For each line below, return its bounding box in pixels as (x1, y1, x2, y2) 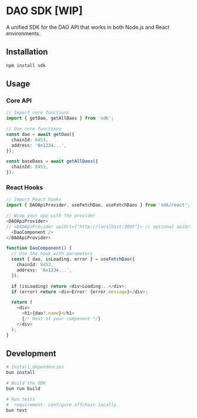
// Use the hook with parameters (11, 251, 93, 257)
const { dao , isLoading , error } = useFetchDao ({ (11, 256, 135, 263)
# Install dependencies (6, 364, 64, 370)
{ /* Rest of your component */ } (21, 316, 101, 322)
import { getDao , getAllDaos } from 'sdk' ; (6, 115, 114, 121)
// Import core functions (6, 110, 69, 116)
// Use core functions (6, 126, 62, 132)
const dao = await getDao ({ (6, 131, 75, 137)
